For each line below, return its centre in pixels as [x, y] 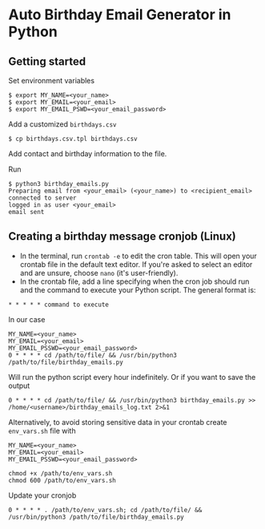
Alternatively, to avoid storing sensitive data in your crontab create [118, 422]
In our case [27, 319]
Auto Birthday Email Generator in [120, 15]
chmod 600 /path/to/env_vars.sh [62, 480]
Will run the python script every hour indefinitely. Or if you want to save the [132, 377]
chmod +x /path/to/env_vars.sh [60, 473]
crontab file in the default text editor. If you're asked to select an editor [136, 264]
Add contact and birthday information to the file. [88, 153]
